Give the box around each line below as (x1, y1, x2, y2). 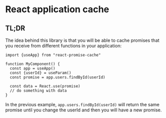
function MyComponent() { (5, 62, 60, 67)
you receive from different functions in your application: (5, 43, 122, 49)
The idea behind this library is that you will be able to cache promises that (5, 37, 160, 43)
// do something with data (10, 88, 67, 93)
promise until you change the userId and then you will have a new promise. (5, 107, 162, 113)
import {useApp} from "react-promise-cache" (5, 52, 101, 57)
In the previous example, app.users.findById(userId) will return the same (5, 102, 160, 107)
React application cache (5, 4, 110, 15)
